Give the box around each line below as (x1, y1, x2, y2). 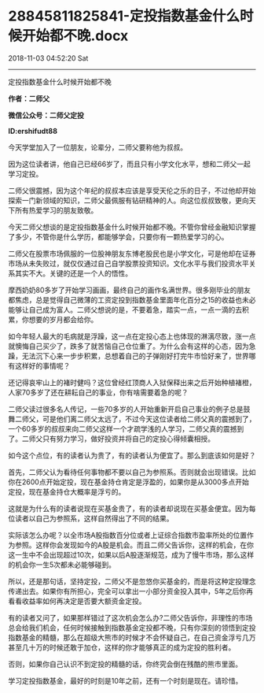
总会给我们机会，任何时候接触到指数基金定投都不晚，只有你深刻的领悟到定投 (8, 623, 256, 632)
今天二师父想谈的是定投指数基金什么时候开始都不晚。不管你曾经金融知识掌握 (8, 222, 256, 232)
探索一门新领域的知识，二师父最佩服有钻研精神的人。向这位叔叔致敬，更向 (8, 195, 249, 205)
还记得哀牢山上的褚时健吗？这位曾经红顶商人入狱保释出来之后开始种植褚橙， (8, 377, 256, 387)
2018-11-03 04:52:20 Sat (8, 53, 89, 63)
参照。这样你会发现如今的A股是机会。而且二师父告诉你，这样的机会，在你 (14, 540, 254, 550)
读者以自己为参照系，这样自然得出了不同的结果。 (14, 513, 174, 523)
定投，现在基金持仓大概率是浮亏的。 (8, 487, 126, 496)
